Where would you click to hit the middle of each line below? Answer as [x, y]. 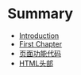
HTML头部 [36, 63]
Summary [40, 14]
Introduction [39, 36]
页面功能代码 [40, 53]
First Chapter [40, 43]
